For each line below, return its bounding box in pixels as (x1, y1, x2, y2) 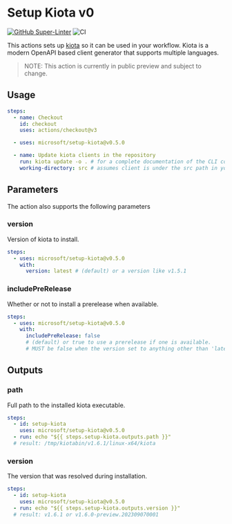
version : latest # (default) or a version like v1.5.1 (25, 268, 187, 274)
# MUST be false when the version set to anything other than (25, 346, 209, 353)
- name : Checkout (13, 114, 64, 121)
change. (23, 69, 48, 77)
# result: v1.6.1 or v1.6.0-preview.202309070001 (13, 511, 159, 518)
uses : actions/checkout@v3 (19, 127, 97, 134)
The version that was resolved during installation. (7, 472, 147, 480)
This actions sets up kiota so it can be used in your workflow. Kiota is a (7, 41, 209, 49)
